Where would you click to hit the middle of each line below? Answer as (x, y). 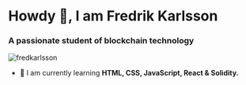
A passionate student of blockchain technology (101, 41)
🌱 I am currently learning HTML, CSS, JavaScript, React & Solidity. (129, 73)
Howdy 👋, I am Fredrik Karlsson (113, 16)
